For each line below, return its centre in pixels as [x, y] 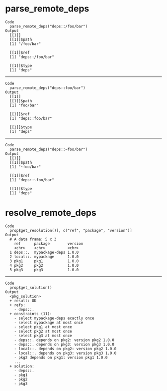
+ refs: [18, 305]
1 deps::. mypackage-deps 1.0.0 [44, 252]
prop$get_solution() [31, 288]
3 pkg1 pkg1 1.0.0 [44, 261]
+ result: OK [23, 301]
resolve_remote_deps [51, 213]
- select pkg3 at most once [43, 336]
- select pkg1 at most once [43, 327]
